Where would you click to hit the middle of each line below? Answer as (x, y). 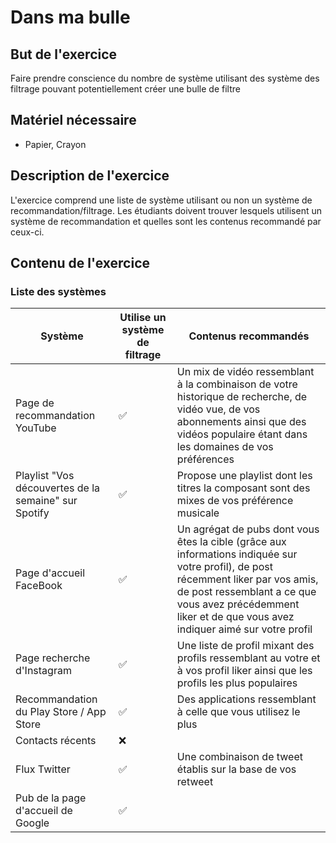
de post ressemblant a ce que (246, 592)
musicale (198, 513)
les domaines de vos (225, 447)
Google (32, 823)
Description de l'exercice (90, 176)
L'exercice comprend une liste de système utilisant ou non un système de (161, 200)
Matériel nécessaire (73, 120)
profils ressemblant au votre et (248, 658)
